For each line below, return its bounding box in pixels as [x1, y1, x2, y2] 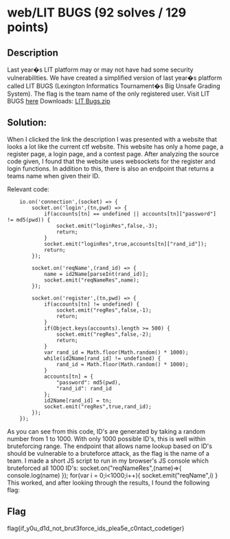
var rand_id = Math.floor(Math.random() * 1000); [43, 349, 189, 356]
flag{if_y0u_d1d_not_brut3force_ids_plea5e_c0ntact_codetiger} [7, 524, 185, 532]
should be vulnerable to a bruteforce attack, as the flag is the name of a [7, 449, 209, 457]
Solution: [7, 117, 47, 129]
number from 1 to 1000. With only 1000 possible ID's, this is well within [7, 434, 206, 443]
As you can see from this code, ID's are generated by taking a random [7, 427, 206, 435]
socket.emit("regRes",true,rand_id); [43, 403, 152, 410]
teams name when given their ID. [7, 171, 100, 180]
